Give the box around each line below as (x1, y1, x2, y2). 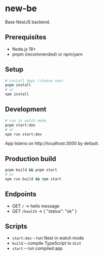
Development (5, 105, 47, 113)
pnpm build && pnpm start (5, 167, 57, 173)
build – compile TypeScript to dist (12, 240, 81, 246)
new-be (5, 3, 37, 14)
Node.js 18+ (12, 46, 36, 52)
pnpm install (5, 83, 31, 88)
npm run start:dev (5, 132, 42, 137)
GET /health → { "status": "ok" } (12, 208, 77, 214)
